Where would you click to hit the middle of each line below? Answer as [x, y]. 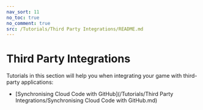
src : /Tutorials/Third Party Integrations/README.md [75, 29]
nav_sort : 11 [23, 12]
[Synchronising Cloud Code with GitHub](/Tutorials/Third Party [94, 94]
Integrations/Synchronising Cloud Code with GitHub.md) [86, 100]
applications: [37, 82]
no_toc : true [23, 18]
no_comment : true [28, 23]
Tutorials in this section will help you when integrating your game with [94, 76]
